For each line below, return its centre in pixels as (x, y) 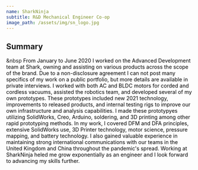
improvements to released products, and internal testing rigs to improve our (98, 104)
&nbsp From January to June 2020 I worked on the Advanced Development (98, 61)
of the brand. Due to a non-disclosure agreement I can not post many (91, 73)
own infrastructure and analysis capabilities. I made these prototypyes (92, 111)
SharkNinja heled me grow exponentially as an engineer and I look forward (97, 155)
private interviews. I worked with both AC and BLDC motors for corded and (98, 86)
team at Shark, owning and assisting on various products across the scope (97, 67)
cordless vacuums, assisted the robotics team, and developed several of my (99, 92)
